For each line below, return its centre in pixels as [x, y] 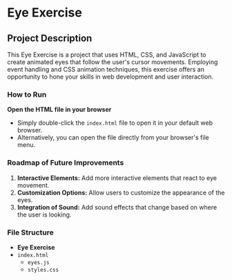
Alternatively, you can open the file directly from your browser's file [113, 138]
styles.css [43, 270]
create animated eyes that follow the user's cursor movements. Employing [113, 62]
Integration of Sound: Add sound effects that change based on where [117, 207]
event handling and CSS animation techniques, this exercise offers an [106, 69]
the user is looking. [44, 214]
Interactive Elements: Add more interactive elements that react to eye [117, 178]
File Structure [30, 232]
